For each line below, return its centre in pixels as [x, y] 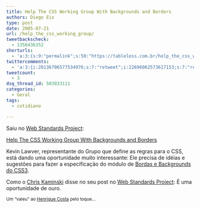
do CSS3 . [18, 170]
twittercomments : [28, 61]
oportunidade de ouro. [34, 188]
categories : [21, 89]
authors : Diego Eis [30, 17]
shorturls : [20, 51]
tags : [13, 100]
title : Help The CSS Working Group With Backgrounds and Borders [89, 12]
